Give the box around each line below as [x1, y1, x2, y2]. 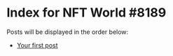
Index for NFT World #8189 [6, 5, 167, 21]
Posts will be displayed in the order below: [6, 28, 129, 36]
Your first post [16, 41, 58, 49]
